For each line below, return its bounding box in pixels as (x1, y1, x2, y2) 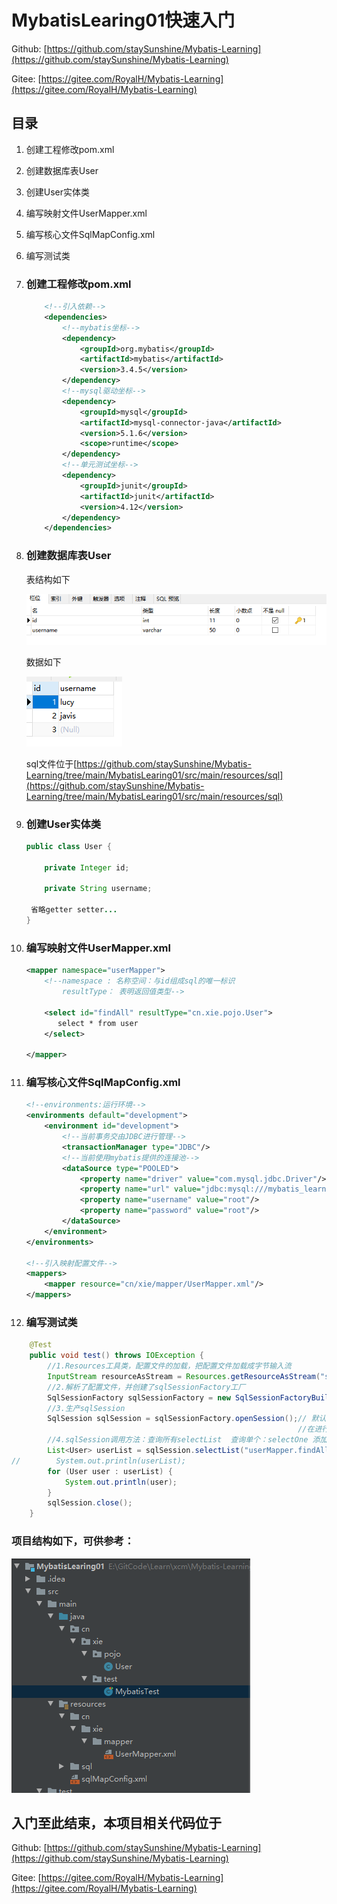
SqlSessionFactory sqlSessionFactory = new (47, 1392, 231, 1403)
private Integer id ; (44, 862, 130, 873)
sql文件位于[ (25, 757, 78, 770)
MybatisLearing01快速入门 (11, 9, 236, 32)
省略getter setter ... (30, 905, 118, 915)
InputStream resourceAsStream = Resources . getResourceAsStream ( (47, 1371, 321, 1381)
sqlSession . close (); (47, 1498, 133, 1508)
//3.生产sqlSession (47, 1403, 126, 1413)
